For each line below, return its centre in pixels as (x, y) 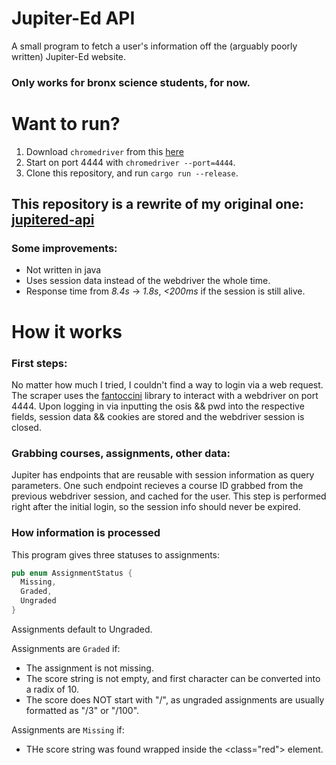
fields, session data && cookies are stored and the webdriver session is (158, 416)
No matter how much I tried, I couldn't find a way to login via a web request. (167, 384)
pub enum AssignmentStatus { (72, 573)
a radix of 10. (52, 689)
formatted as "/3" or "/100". (82, 710)
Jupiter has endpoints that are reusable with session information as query (163, 475)
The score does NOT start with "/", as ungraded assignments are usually (175, 699)
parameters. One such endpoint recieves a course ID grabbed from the (157, 486)
